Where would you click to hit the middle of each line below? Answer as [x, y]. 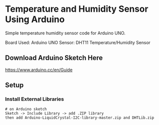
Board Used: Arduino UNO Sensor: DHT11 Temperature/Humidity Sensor [78, 42]
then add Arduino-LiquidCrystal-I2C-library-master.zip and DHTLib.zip [79, 118]
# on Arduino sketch [26, 109]
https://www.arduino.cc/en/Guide [39, 70]
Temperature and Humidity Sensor [77, 9]
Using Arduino [35, 19]
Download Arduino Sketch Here [54, 58]
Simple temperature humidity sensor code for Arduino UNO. [65, 33]
